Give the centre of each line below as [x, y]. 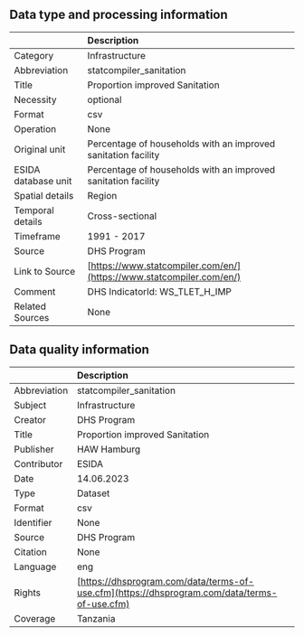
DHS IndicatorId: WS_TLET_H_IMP [160, 291]
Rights [27, 593]
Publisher [34, 449]
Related [30, 306]
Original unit [40, 149]
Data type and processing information [119, 15]
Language [35, 567]
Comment [35, 291]
